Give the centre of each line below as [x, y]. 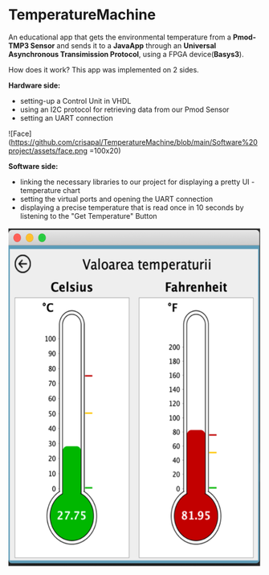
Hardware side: [35, 85]
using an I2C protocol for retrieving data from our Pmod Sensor [124, 109]
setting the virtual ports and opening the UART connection [116, 199]
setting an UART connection [67, 117]
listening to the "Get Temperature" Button [89, 216]
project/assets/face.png [48, 150]
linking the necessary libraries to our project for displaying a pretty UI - [137, 182]
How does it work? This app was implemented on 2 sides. [104, 69]
